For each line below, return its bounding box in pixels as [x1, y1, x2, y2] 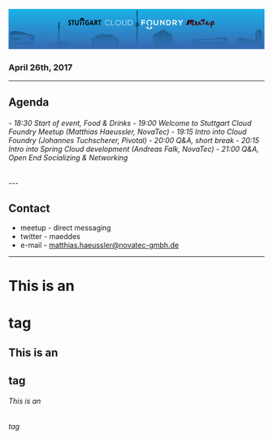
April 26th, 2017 [8, 62, 73, 73]
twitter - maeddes [19, 232, 81, 241]
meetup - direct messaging [19, 223, 111, 233]
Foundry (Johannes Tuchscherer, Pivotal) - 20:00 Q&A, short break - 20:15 [8, 136, 260, 146]
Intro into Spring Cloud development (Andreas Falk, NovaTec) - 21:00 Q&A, [8, 144, 260, 154]
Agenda [8, 95, 50, 110]
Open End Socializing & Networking [8, 153, 128, 163]
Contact [8, 202, 50, 215]
